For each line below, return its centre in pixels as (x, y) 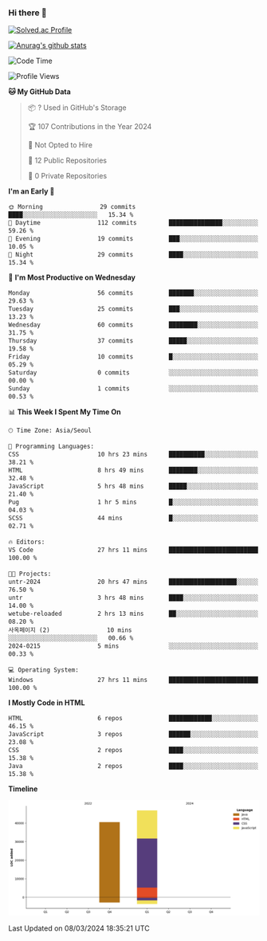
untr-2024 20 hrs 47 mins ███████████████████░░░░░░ (133, 582)
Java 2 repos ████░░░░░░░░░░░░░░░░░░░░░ (133, 767)
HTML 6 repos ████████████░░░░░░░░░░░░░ (133, 719)
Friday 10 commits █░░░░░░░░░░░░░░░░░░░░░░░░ (133, 357)
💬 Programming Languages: (51, 447)
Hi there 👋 (28, 13)
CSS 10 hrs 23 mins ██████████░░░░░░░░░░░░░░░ (133, 455)
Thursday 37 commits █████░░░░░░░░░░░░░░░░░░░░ (133, 341)
